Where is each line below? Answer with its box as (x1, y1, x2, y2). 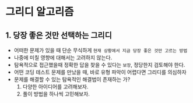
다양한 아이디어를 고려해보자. (22, 83, 89, 90)
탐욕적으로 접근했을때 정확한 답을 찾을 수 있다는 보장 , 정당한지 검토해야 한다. (13, 62, 185, 68)
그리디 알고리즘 (5, 5, 74, 19)
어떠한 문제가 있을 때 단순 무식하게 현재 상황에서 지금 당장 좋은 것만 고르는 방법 (13, 47, 188, 54)
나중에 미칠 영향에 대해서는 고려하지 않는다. (13, 54, 113, 61)
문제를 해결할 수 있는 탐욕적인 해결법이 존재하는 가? (13, 76, 131, 83)
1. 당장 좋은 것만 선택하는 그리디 (5, 30, 112, 40)
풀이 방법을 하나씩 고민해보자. (22, 91, 90, 97)
